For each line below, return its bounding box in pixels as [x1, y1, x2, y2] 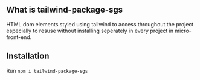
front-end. [6, 33, 32, 41]
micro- [175, 27, 192, 34]
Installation [6, 51, 50, 61]
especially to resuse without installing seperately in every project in [6, 27, 174, 34]
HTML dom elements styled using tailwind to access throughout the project [6, 20, 194, 28]
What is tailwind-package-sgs [6, 5, 123, 15]
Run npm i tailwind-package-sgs [6, 67, 88, 74]
